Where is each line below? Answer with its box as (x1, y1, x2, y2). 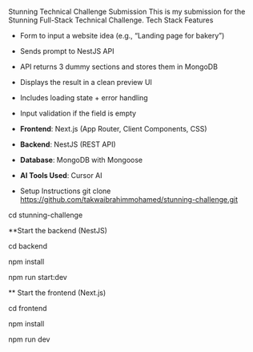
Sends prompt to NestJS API (19, 47, 114, 55)
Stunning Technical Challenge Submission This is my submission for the (8, 7, 246, 16)
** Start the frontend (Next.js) (8, 288, 106, 297)
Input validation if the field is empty (19, 108, 137, 118)
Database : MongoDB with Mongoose (19, 156, 143, 164)
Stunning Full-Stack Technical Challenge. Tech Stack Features (8, 15, 214, 25)
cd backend (8, 241, 48, 251)
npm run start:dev (8, 273, 68, 281)
